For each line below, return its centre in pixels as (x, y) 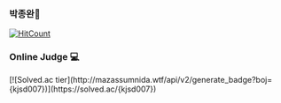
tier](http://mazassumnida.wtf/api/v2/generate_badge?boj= (164, 79)
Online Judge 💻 (44, 57)
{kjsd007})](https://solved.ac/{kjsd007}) (83, 89)
